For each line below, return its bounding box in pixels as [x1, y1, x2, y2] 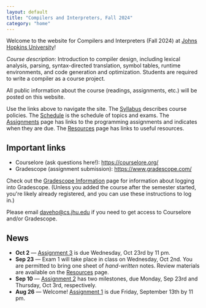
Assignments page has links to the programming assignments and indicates [6, 118, 197, 126]
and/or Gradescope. [6, 215, 58, 222]
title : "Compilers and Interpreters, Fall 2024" [6, 15, 133, 21]
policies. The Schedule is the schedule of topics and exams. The [6, 111, 170, 119]
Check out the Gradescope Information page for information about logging [6, 177, 195, 184]
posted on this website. [6, 93, 66, 101]
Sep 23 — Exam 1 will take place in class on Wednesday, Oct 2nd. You [15, 255, 193, 263]
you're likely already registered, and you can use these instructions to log [6, 190, 192, 198]
